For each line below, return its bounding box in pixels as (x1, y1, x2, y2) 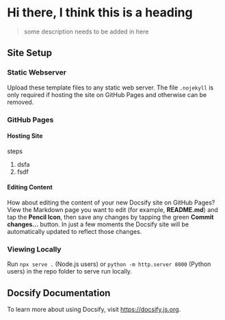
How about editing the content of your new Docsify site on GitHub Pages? (7, 198, 215, 206)
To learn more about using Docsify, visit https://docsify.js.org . (7, 306, 181, 314)
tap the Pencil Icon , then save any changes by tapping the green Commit (7, 213, 214, 221)
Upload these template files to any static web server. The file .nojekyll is (7, 83, 214, 92)
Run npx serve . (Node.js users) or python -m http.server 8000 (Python (7, 260, 211, 268)
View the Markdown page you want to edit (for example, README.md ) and (7, 205, 219, 213)
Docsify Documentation (7, 287, 111, 299)
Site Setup (7, 47, 53, 59)
